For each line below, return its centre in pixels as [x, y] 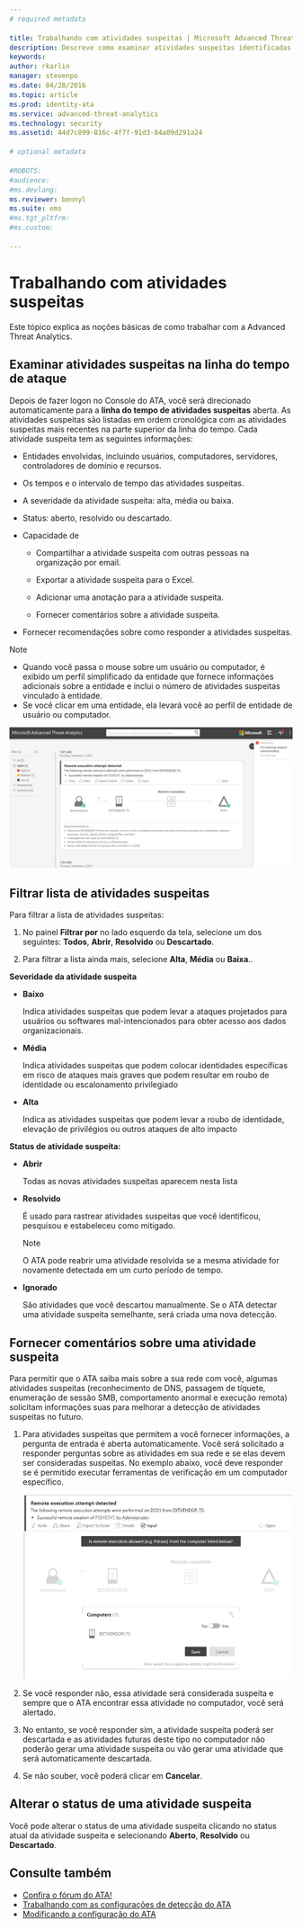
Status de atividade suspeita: [65, 1147]
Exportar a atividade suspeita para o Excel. [115, 579]
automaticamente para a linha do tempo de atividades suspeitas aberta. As [150, 410]
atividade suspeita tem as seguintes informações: [101, 438]
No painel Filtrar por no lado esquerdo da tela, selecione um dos [142, 933]
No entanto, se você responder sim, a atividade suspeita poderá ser [148, 1729]
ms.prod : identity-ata [52, 104]
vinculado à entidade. [62, 695]
